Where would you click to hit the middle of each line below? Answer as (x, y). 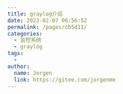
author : (19, 66)
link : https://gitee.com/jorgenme (65, 80)
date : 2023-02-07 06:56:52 (47, 20)
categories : (25, 34)
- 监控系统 (28, 40)
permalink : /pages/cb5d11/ (47, 27)
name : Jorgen (33, 73)
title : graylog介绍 (35, 14)
